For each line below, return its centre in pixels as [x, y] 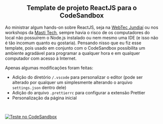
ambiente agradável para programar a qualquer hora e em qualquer [72, 53]
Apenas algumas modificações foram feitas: [49, 68]
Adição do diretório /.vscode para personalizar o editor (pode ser [77, 77]
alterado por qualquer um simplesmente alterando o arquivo [72, 82]
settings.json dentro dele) [39, 88]
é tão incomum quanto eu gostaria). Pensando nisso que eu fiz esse [73, 43]
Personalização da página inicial [44, 98]
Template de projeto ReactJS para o [82, 8]
